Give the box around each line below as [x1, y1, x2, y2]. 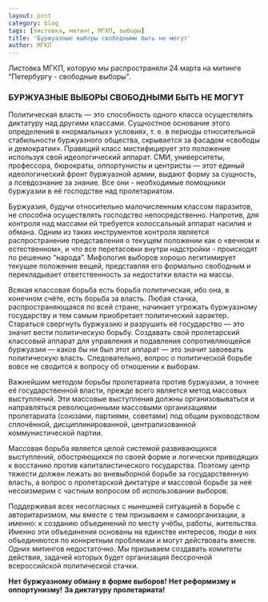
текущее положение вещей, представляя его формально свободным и [8, 261, 251, 271]
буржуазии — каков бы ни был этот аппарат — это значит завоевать [8, 345, 244, 354]
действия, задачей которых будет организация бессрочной [8, 552, 213, 562]
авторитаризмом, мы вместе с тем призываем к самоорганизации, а [8, 510, 246, 520]
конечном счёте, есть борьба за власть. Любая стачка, [8, 293, 198, 304]
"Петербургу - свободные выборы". [8, 72, 131, 82]
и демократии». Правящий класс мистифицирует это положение [8, 144, 231, 153]
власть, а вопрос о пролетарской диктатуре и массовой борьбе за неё [8, 477, 252, 488]
